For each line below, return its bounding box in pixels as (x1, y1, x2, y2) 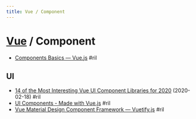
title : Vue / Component (6, 8, 66, 15)
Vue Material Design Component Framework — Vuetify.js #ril (14, 106, 164, 113)
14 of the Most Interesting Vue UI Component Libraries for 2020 (14, 87, 172, 94)
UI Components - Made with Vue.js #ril (14, 99, 111, 107)
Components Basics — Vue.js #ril (14, 54, 97, 61)
